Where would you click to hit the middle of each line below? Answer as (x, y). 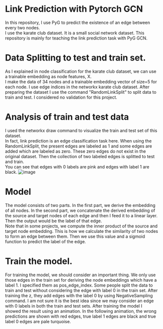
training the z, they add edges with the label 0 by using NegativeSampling (79, 295)
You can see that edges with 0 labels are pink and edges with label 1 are (77, 166)
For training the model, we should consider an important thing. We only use (81, 275)
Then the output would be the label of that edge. (54, 221)
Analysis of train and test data (67, 117)
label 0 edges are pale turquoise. (38, 321)
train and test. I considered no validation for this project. (61, 97)
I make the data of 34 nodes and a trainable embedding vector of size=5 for (81, 82)
